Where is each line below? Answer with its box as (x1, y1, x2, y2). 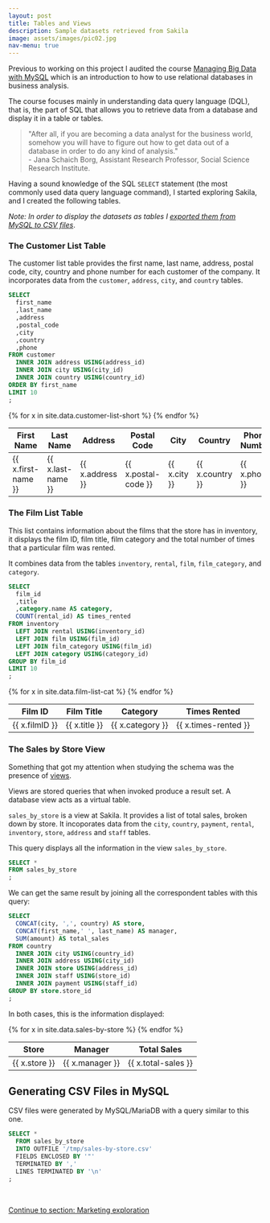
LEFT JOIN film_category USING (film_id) (15, 642, 153, 650)
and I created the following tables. (8, 196, 121, 206)
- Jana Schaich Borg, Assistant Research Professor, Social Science (27, 154, 251, 165)
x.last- (47, 463, 72, 475)
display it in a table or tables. (8, 113, 104, 123)
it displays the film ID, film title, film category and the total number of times (8, 534, 256, 544)
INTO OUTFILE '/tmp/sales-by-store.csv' (15, 1145, 153, 1153)
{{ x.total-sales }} (128, 1057, 193, 1069)
